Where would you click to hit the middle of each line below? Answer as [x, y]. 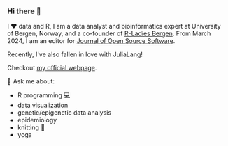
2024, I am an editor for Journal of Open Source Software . [91, 41]
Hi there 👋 [24, 11]
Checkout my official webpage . [52, 68]
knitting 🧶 [31, 127]
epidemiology [37, 120]
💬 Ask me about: [31, 81]
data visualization [43, 105]
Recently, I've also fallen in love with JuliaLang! [75, 54]
